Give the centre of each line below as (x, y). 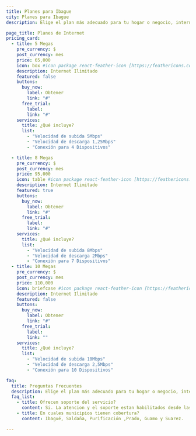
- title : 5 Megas (32, 44)
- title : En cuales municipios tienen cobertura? (78, 413)
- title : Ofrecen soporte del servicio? (66, 402)
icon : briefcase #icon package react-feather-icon (79, 288)
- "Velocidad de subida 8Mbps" (65, 250)
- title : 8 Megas (32, 158)
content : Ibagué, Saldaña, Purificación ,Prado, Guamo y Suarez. (102, 418)
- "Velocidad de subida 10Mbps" (66, 359)
